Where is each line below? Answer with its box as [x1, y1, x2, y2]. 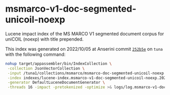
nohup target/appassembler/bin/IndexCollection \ [5, 61, 112, 66]
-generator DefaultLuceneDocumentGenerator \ [7, 80, 105, 85]
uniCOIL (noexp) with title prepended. [5, 36, 84, 42]
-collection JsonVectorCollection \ [7, 66, 85, 71]
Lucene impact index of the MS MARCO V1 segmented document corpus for [5, 30, 164, 37]
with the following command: [5, 51, 66, 57]
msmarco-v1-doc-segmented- [5, 3, 137, 15]
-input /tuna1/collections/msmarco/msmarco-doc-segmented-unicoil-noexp [7, 71, 164, 76]
